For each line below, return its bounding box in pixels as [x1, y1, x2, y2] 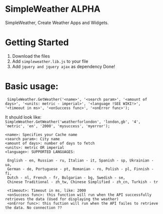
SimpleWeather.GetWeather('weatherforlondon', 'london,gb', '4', [5, 119, 141, 124]
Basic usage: [5, 81, 59, 92]
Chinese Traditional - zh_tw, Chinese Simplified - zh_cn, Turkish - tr [7, 179, 159, 185]
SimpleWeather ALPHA [5, 3, 101, 15]
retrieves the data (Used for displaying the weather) [5, 196, 119, 202]
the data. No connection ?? [5, 205, 62, 210]
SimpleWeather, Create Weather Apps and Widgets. [5, 20, 109, 26]
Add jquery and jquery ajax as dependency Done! [12, 63, 116, 69]
